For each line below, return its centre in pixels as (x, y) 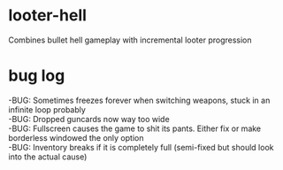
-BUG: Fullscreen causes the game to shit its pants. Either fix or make (135, 128)
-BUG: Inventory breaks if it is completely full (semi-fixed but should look (141, 147)
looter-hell (48, 15)
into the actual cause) (48, 157)
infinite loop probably (47, 109)
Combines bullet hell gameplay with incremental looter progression (130, 40)
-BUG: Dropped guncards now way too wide (89, 119)
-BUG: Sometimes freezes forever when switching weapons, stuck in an (139, 100)
